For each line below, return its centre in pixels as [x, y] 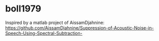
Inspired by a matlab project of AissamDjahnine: [55, 22]
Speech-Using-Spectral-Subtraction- [44, 33]
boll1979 [23, 9]
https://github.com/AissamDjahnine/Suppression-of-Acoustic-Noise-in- [79, 27]
